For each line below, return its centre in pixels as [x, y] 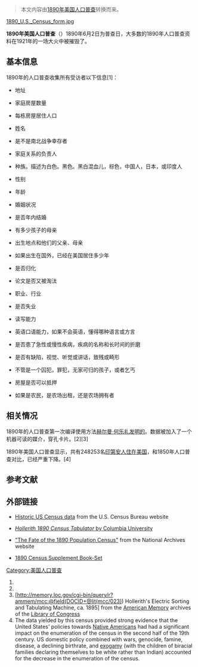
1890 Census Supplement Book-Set [58, 558]
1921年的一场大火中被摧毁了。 [53, 41]
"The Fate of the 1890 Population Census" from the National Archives [100, 540]
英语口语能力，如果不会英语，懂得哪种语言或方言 [75, 331]
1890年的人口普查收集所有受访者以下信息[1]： [62, 77]
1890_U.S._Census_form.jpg [40, 21]
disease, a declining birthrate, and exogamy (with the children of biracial [103, 645]
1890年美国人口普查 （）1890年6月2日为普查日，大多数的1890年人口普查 [95, 33]
